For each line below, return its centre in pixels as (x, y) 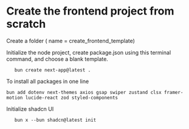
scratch (26, 24)
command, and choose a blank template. (57, 59)
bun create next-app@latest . (53, 70)
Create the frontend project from (90, 11)
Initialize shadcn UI (30, 109)
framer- (174, 92)
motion (15, 98)
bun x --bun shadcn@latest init (55, 120)
